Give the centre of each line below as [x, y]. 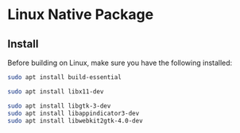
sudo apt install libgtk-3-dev [59, 106]
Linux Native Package [81, 15]
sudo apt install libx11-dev [56, 91]
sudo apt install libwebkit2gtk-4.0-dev [75, 120]
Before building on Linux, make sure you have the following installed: [120, 63]
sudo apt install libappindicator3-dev [74, 113]
